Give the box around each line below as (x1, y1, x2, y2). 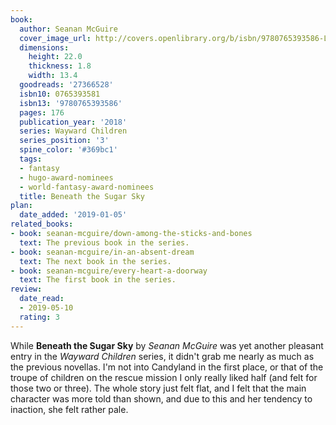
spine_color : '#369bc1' (19, 145, 118, 155)
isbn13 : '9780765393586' (19, 98, 123, 108)
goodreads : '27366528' (19, 80, 114, 90)
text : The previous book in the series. (19, 237, 190, 248)
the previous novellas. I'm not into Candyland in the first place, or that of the (10, 361, 324, 373)
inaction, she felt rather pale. (10, 403, 129, 415)
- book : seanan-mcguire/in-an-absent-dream (10, 247, 195, 257)
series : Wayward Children (19, 126, 128, 136)
